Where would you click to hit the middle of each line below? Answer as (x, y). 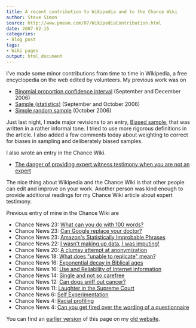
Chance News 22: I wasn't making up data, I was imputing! (87, 244)
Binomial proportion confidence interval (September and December (98, 91)
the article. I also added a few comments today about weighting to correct (97, 135)
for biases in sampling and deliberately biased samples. (75, 141)
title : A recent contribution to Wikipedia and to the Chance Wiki (92, 12)
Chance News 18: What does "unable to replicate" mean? (85, 256)
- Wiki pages (22, 51)
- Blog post (21, 40)
